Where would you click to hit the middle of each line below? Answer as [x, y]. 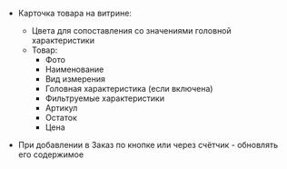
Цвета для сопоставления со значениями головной [131, 30]
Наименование [74, 69]
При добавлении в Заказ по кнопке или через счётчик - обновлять [148, 145]
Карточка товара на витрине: [74, 13]
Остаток [61, 118]
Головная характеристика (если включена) [129, 89]
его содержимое [51, 154]
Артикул [61, 108]
